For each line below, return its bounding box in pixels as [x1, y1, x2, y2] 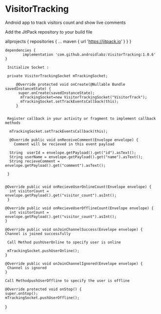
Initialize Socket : [7, 65, 49, 70]
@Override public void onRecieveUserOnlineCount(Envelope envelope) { [5, 184, 152, 189]
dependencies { [5, 48, 36, 53]
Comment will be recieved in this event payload [14, 141, 115, 147]
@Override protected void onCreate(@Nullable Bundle [16, 82, 125, 87]
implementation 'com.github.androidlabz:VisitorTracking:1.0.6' [22, 52, 156, 57]
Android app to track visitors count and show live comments [5, 20, 126, 25]
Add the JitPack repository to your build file [5, 29, 93, 35]
